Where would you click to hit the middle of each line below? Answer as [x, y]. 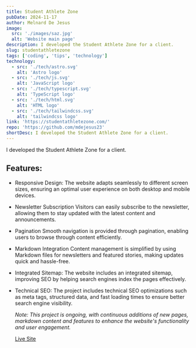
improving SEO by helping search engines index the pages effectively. [100, 279]
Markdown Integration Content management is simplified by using [95, 248]
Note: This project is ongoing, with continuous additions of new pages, [102, 314]
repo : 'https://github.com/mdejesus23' [56, 127]
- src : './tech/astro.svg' [45, 67]
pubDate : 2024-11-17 [32, 17]
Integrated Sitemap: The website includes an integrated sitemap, [94, 273]
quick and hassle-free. [42, 261]
